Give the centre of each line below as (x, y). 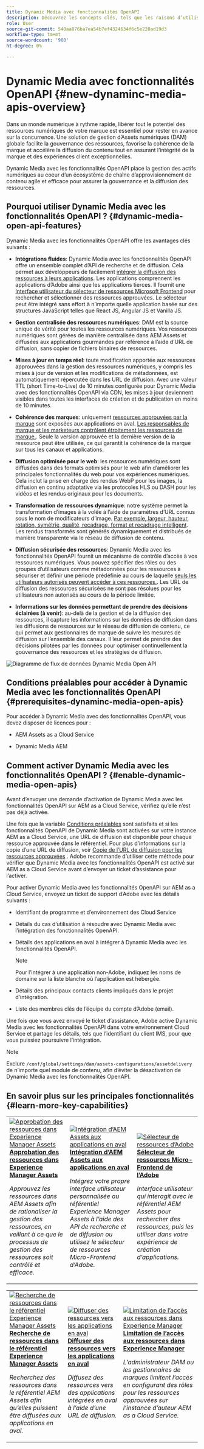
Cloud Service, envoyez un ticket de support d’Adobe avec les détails (93, 894)
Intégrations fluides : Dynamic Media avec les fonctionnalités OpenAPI (103, 259)
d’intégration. (32, 997)
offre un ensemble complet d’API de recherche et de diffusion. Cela (99, 265)
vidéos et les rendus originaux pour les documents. (79, 493)
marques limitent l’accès (158, 1378)
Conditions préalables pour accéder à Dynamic (97, 683)
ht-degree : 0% (24, 46)
